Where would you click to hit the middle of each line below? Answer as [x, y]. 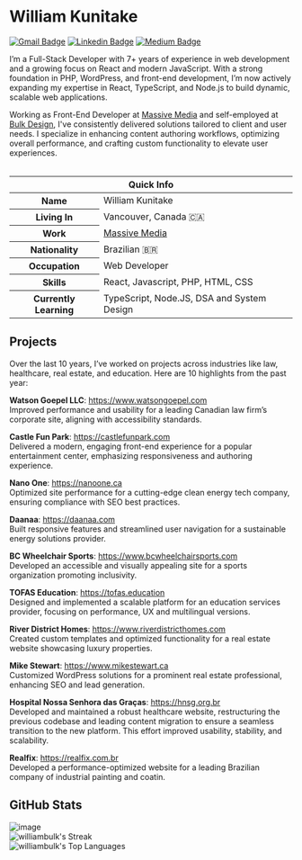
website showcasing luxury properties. [81, 648]
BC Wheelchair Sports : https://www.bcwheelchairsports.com [124, 556]
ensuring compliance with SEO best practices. [95, 502]
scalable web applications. [58, 97]
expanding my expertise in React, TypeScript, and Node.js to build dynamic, [150, 87]
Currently [54, 299]
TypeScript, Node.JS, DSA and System [185, 298]
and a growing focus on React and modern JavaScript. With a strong [136, 68]
